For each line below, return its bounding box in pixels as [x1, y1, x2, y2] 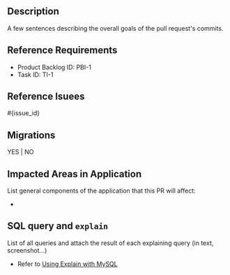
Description [7, 6, 59, 17]
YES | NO [7, 148, 34, 156]
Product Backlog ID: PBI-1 [17, 63, 92, 71]
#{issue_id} [7, 109, 40, 117]
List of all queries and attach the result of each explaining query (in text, [7, 239, 214, 247]
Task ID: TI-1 [17, 70, 54, 79]
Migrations [7, 129, 56, 141]
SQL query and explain [7, 220, 108, 232]
